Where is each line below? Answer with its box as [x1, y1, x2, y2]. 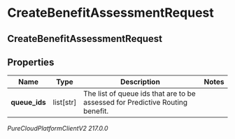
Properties [7, 56, 55, 68]
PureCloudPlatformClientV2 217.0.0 [7, 124, 108, 133]
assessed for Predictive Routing [83, 98, 187, 108]
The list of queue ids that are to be [83, 89, 196, 98]
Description [120, 77, 161, 87]
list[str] [52, 98, 77, 108]
